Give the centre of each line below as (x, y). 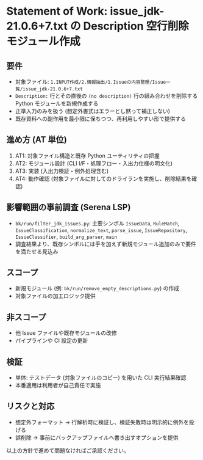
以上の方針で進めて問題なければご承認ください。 (68, 450)
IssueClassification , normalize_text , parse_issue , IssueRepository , (101, 230)
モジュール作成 (44, 42)
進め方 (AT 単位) (37, 140)
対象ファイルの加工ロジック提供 (55, 296)
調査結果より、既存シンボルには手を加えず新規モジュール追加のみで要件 (105, 244)
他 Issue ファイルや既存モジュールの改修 (66, 333)
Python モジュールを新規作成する (57, 103)
